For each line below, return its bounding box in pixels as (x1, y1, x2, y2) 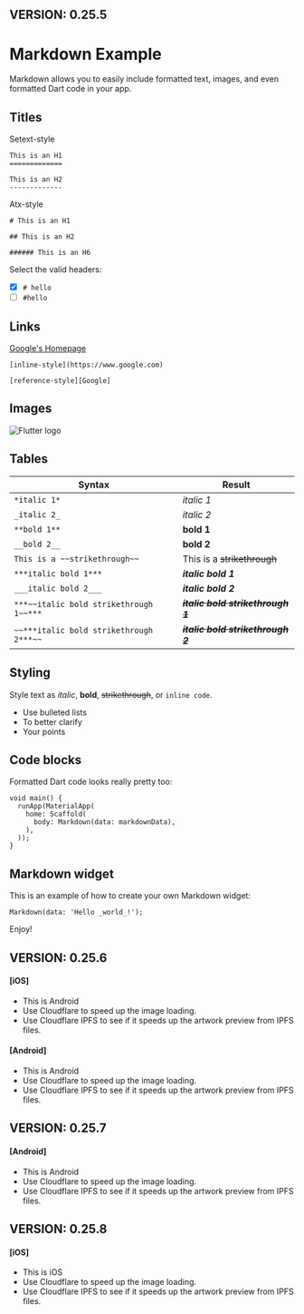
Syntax (78, 478, 110, 491)
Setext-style (9, 133, 55, 144)
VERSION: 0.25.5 (9, 7, 108, 23)
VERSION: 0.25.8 (9, 1221, 108, 1237)
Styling (9, 665, 52, 681)
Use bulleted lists (22, 707, 88, 718)
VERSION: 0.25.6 (9, 950, 108, 966)
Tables (9, 451, 48, 466)
